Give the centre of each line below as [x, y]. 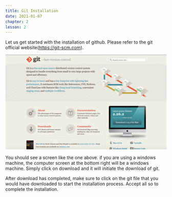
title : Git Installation [32, 11]
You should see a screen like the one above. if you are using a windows [81, 157]
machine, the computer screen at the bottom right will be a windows [77, 163]
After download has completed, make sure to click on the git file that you [82, 178]
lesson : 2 [16, 27]
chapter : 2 [17, 21]
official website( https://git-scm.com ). [45, 48]
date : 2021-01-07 [24, 16]
